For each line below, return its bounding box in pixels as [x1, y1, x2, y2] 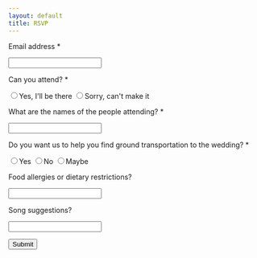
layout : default [8, 11, 63, 20]
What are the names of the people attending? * [8, 106, 164, 117]
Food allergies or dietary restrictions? [8, 172, 132, 182]
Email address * [8, 41, 61, 51]
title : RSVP [8, 19, 48, 27]
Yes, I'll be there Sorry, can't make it [19, 91, 150, 100]
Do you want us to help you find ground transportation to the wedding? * [8, 140, 250, 149]
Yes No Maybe [19, 156, 89, 166]
